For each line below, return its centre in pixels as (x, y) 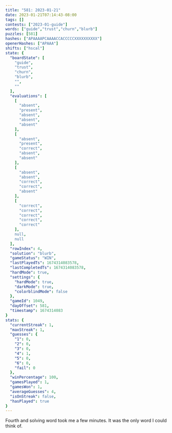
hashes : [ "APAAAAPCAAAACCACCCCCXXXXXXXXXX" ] (54, 39)
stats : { (15, 320)
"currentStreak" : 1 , (32, 325)
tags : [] (15, 19)
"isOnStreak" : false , (33, 396)
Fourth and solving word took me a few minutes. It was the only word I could (86, 421)
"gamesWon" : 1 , (26, 387)
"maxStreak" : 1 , (27, 330)
